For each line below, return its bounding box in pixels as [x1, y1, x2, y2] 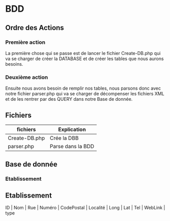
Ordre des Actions [5, 23, 65, 32]
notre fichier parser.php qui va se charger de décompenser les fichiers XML [5, 91, 164, 97]
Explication [58, 126, 86, 133]
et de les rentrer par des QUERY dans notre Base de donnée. [5, 96, 133, 102]
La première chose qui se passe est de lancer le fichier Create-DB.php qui [5, 50, 161, 56]
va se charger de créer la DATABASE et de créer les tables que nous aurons [5, 56, 164, 62]
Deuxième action [5, 73, 48, 80]
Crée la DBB [50, 134, 79, 142]
